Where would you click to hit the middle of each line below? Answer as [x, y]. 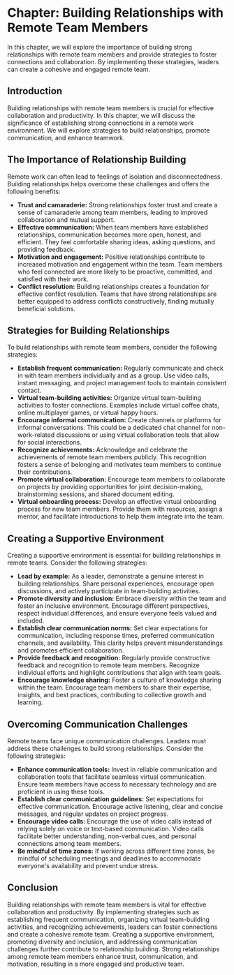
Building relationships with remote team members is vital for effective [107, 905]
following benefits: [34, 191]
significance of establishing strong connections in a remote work [101, 123]
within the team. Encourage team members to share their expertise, [114, 687]
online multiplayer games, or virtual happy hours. [88, 412]
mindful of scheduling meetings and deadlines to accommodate [109, 858]
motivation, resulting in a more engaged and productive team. [96, 964]
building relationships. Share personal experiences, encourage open [116, 583]
